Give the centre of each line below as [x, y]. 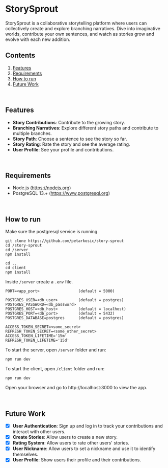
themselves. [25, 454]
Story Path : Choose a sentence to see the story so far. [70, 139]
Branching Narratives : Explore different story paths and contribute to [86, 128]
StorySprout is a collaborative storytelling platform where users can [76, 23]
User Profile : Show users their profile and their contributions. [77, 460]
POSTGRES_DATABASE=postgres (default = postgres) [65, 318]
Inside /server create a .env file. [39, 282]
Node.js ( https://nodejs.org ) [42, 188]
